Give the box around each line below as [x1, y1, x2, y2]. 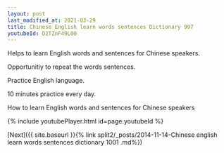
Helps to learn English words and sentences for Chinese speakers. [7, 49, 201, 58]
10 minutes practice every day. [7, 90, 97, 98]
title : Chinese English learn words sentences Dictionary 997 [7, 23, 194, 30]
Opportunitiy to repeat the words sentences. [7, 62, 136, 71]
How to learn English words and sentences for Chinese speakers [7, 103, 195, 112]
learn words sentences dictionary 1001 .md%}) [7, 138, 143, 147]
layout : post [7, 10, 46, 18]
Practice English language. [7, 76, 85, 85]
